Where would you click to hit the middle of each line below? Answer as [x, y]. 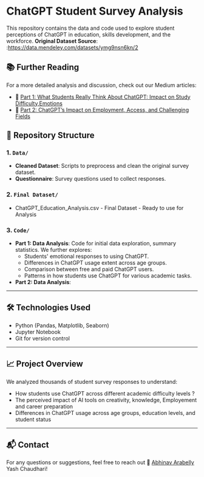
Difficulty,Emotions [39, 103]
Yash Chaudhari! [27, 469]
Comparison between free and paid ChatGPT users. [89, 270]
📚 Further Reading [43, 67]
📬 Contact [28, 445]
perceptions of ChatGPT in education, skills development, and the [89, 34]
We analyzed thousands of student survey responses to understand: [92, 381]
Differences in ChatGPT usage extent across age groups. [95, 263]
